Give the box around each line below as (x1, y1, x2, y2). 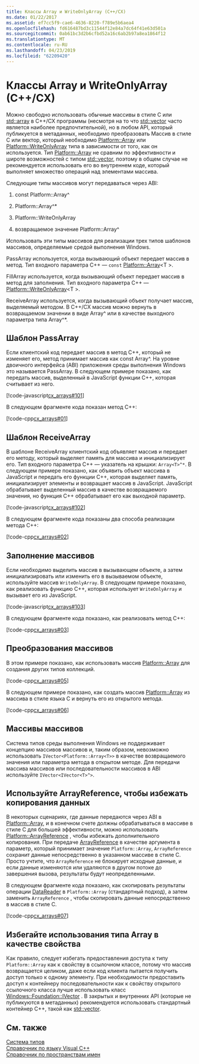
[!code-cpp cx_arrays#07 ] (6, 912, 69, 919)
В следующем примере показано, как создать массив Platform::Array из (6, 689, 190, 696)
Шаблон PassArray (6, 333, 79, 343)
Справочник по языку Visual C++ (6, 1045, 90, 1052)
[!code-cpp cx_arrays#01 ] (6, 415, 68, 423)
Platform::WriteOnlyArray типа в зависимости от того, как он (6, 142, 158, 149)
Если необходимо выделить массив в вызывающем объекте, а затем (6, 567, 183, 573)
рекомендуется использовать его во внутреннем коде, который (6, 161, 170, 168)
